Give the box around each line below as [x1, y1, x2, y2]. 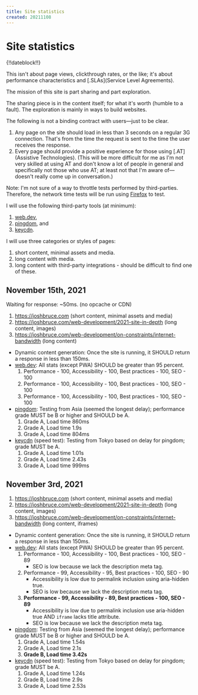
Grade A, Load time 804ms [23, 431, 90, 438]
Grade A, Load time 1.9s [23, 424, 82, 432]
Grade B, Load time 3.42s [23, 651, 87, 658]
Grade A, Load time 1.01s [23, 450, 84, 457]
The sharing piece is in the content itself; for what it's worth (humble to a [6, 100, 183, 107]
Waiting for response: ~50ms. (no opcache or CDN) [6, 301, 132, 308]
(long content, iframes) [42, 520, 99, 527]
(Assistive [14, 154, 39, 161]
